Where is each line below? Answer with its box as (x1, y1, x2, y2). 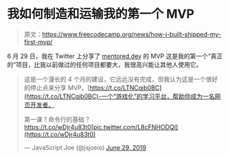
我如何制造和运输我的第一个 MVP (7, 6, 194, 22)
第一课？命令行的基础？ (23, 115, 91, 123)
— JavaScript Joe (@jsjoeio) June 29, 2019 (23, 143, 146, 151)
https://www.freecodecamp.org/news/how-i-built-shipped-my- (42, 30, 222, 38)
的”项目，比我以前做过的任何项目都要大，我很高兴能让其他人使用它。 (7, 60, 203, 68)
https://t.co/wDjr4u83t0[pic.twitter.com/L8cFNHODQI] (23, 122, 179, 131)
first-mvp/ (23, 38, 53, 46)
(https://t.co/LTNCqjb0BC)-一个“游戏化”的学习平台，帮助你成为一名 (23, 92, 215, 100)
